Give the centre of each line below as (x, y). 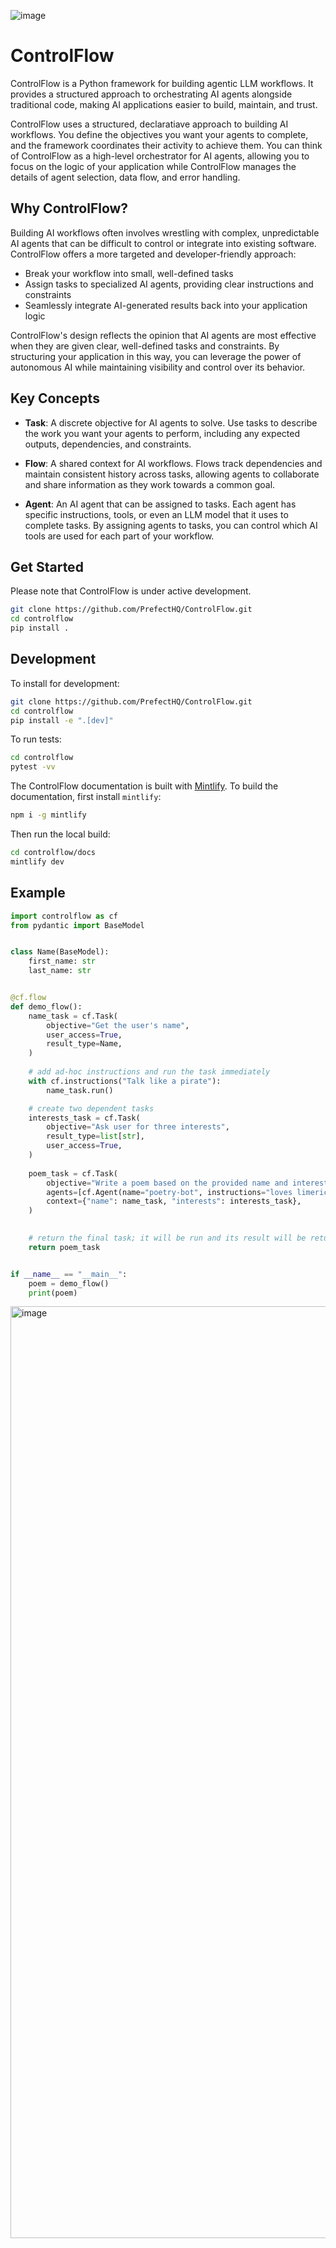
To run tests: (36, 739)
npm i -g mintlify (48, 815)
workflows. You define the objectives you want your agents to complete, (159, 134)
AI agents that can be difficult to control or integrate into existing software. (163, 243)
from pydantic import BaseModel (77, 925)
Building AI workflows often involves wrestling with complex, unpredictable (165, 232)
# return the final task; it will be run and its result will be (167, 1238)
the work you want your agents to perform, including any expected (162, 433)
